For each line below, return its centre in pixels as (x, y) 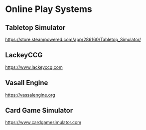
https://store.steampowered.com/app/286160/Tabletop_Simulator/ (73, 39)
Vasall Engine (27, 83)
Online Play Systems (49, 9)
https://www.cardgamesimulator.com (43, 123)
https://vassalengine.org (30, 95)
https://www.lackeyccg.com (34, 67)
